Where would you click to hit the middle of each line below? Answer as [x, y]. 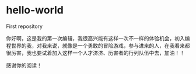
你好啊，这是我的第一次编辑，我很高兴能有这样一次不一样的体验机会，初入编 [98, 38]
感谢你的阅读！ [24, 65]
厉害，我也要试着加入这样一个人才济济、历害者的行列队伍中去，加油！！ [98, 52]
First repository [24, 26]
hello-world [35, 10]
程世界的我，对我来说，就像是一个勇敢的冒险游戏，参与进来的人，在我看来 [95, 45]
